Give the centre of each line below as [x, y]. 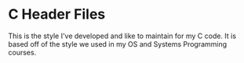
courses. [22, 52]
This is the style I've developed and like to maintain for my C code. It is [122, 36]
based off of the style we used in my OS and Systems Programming [118, 44]
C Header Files [57, 14]
